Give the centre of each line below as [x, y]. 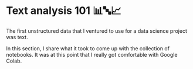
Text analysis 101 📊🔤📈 [64, 11]
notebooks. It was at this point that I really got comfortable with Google [92, 54]
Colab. [14, 61]
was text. [17, 37]
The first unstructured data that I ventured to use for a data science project [97, 31]
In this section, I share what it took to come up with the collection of [88, 48]
